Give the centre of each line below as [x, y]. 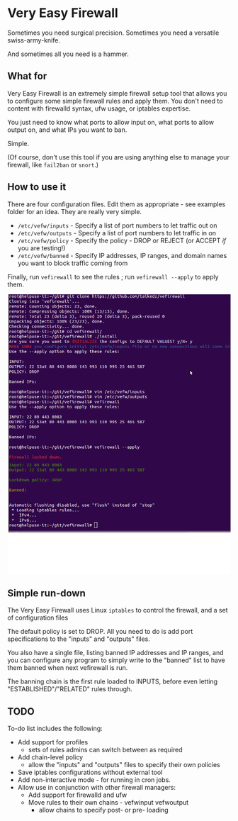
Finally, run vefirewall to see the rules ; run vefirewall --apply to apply [113, 277]
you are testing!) [41, 248]
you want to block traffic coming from [73, 263]
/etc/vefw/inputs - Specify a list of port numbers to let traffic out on [117, 225]
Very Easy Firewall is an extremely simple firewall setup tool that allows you [117, 93]
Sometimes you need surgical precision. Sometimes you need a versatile [113, 33]
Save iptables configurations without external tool [90, 772]
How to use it [37, 187]
